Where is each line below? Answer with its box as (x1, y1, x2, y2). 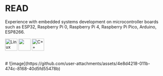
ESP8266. (5, 29, 25, 35)
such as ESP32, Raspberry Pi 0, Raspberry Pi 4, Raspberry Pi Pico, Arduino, (5, 24, 157, 29)
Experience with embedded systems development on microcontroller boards (5, 19, 159, 25)
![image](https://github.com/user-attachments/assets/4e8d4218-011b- (9, 61, 150, 66)
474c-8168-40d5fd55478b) (5, 65, 61, 71)
